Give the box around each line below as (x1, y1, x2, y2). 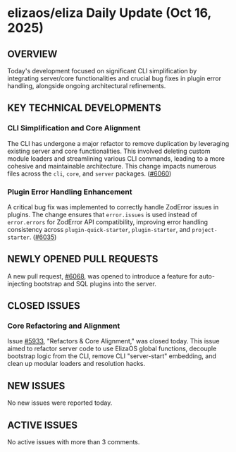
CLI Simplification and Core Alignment (7, 123, 141, 133)
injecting (7, 279, 33, 288)
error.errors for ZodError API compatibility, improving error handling (7, 217, 209, 226)
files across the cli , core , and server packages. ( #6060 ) (7, 169, 172, 178)
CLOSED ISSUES (7, 300, 80, 312)
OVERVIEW (7, 48, 58, 60)
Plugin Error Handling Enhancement (7, 187, 132, 197)
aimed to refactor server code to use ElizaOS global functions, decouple (7, 344, 217, 353)
